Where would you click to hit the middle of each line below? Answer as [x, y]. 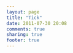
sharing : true [25, 35]
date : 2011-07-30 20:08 [37, 23]
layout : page [23, 12]
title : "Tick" [25, 18]
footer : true [23, 40]
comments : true [26, 29]
